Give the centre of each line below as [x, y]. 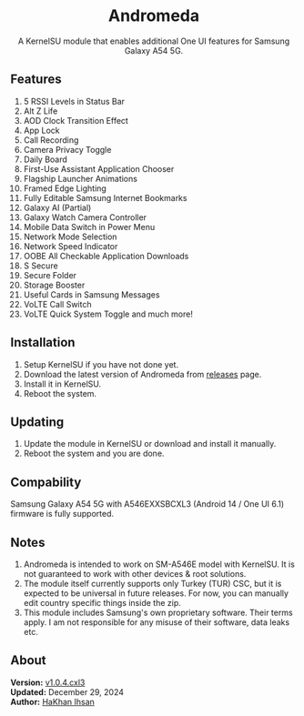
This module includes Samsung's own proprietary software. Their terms [158, 612]
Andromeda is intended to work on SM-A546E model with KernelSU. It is [159, 564]
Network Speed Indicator [71, 246]
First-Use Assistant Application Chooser [99, 168]
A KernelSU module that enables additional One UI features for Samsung [154, 41]
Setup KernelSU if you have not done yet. [101, 364]
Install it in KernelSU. [62, 384]
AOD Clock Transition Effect [76, 120]
